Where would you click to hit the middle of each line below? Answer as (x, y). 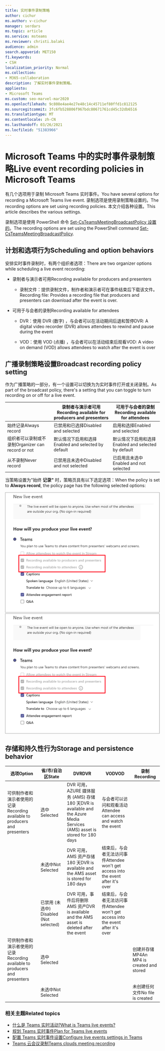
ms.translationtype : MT (29, 114)
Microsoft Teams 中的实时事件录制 (76, 157)
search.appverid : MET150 (30, 52)
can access (113, 815)
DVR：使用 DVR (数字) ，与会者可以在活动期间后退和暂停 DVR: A (84, 321)
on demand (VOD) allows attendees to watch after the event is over (87, 347)
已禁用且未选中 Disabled (78, 460)
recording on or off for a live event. (40, 395)
